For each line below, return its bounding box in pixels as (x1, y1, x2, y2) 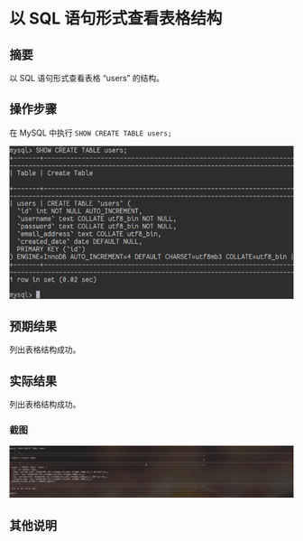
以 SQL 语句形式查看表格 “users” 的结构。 (9, 73, 165, 83)
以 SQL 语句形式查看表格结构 (9, 8, 223, 29)
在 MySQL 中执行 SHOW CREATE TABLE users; (9, 127, 172, 138)
